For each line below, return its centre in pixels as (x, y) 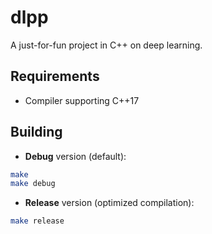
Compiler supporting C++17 (82, 100)
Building (36, 132)
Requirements (55, 76)
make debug (33, 184)
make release (37, 221)
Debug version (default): (75, 156)
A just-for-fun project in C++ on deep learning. (106, 45)
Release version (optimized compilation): (109, 203)
